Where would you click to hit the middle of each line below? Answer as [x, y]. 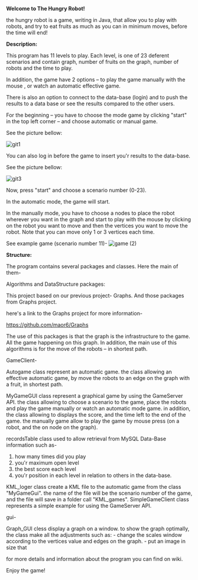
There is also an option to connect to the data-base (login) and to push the [97, 97]
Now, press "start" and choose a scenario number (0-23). [76, 190]
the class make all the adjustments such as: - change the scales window [94, 535]
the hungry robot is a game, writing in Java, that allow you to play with [92, 20]
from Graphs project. [32, 302]
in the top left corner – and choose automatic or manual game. [82, 121]
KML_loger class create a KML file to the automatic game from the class [94, 487]
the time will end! [27, 33]
